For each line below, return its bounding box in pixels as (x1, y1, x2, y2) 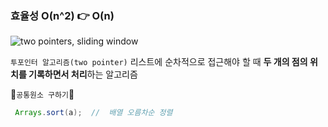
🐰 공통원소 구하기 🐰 (10, 88, 75, 101)
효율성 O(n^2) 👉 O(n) (10, 8, 115, 22)
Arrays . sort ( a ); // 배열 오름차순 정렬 (14, 108, 173, 118)
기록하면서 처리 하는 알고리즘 (28, 68, 138, 81)
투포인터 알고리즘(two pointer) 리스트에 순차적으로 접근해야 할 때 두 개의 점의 (10, 56, 308, 68)
